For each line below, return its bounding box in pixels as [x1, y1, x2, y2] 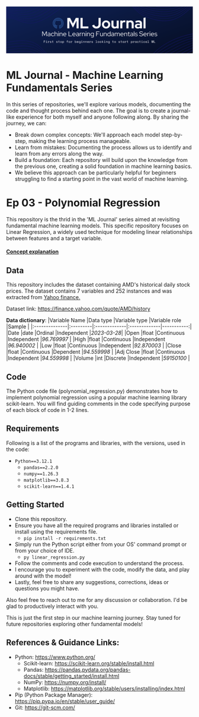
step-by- [161, 131, 183, 138]
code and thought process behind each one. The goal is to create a [6, 107, 171, 114]
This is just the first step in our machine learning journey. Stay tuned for [6, 614, 181, 621]
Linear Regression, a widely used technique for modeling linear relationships [6, 228, 192, 235]
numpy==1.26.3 [23, 471, 59, 477]
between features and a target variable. [6, 234, 102, 242]
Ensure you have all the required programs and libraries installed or [14, 522, 179, 529]
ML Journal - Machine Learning [6, 69, 164, 82]
